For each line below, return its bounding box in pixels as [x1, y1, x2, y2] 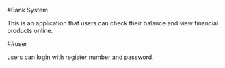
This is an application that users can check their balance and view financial [7, 19, 219, 27]
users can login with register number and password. [7, 53, 154, 61]
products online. [7, 27, 53, 34]
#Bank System [7, 6, 48, 14]
